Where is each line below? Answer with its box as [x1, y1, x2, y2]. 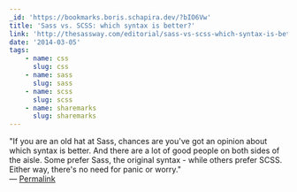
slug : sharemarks [32, 111, 97, 120]
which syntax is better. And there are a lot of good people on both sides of [9, 145, 280, 156]
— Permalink [9, 173, 56, 184]
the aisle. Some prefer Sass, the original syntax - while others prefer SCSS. [9, 155, 283, 165]
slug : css [32, 63, 69, 72]
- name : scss [25, 87, 73, 96]
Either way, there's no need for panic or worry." [9, 165, 182, 175]
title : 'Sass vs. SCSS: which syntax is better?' [9, 21, 196, 30]
